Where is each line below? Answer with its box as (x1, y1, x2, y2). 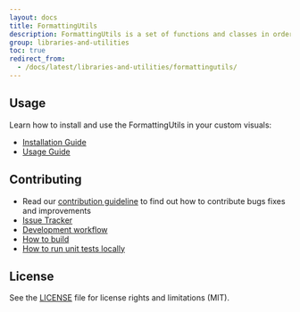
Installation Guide (21, 136, 87, 147)
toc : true (9, 46, 46, 55)
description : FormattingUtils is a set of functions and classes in (9, 29, 270, 38)
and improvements (21, 205, 92, 216)
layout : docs (9, 12, 58, 22)
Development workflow (21, 224, 109, 234)
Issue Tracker (21, 215, 73, 226)
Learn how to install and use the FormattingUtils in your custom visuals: (9, 119, 272, 130)
